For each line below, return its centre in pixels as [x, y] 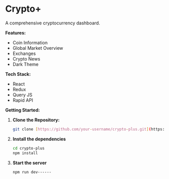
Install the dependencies [39, 139]
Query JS [23, 95]
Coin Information [30, 42]
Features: [16, 33]
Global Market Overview [38, 48]
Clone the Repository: [36, 120]
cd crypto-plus [29, 148]
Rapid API [23, 100]
